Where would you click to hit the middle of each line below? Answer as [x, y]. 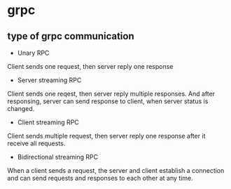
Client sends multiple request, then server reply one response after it [106, 136]
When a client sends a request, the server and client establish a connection [116, 170]
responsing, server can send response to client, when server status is [108, 101]
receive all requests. [36, 143]
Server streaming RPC [49, 80]
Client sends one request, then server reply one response [90, 66]
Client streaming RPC [48, 122]
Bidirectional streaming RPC [58, 157]
